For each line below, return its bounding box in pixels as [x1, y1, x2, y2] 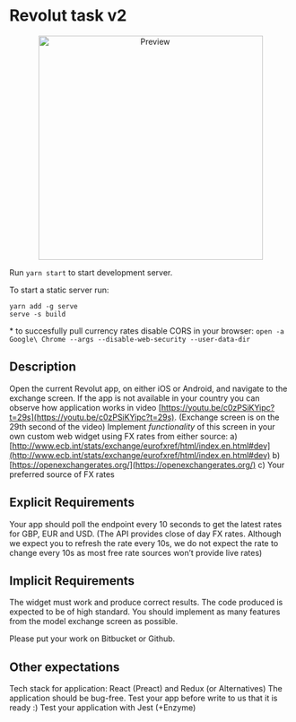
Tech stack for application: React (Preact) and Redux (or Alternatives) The [9, 683, 283, 694]
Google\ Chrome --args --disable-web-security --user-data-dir [9, 335, 251, 344]
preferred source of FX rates [9, 468, 115, 480]
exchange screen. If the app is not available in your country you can [9, 392, 260, 404]
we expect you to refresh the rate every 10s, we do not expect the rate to [9, 537, 279, 548]
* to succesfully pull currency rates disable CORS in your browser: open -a [9, 325, 284, 336]
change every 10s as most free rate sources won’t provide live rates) [9, 547, 263, 558]
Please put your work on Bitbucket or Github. [9, 633, 176, 644]
